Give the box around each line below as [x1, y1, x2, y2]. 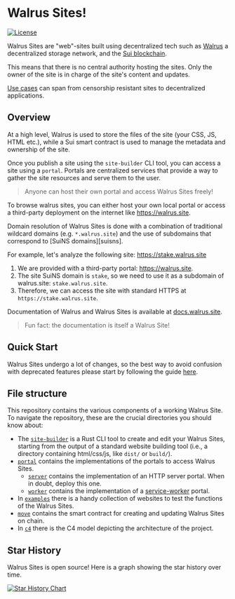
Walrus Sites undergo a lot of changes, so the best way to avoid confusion [7, 360, 222, 368]
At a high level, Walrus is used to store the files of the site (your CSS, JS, [7, 130, 217, 138]
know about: [7, 421, 43, 429]
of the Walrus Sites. [17, 502, 74, 510]
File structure [7, 387, 67, 399]
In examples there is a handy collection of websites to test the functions [17, 494, 223, 503]
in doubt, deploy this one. [27, 479, 102, 488]
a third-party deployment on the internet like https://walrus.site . [7, 208, 191, 217]
